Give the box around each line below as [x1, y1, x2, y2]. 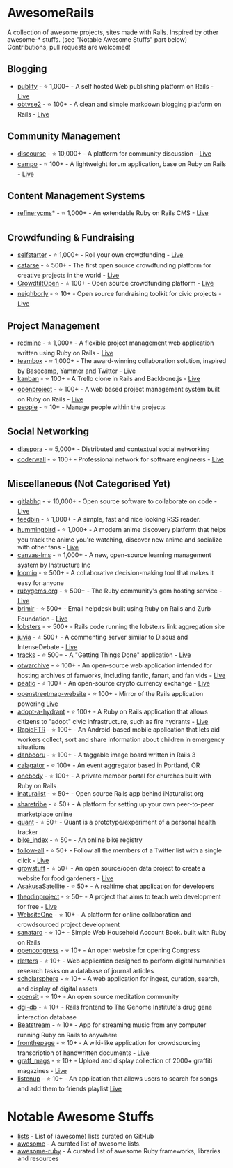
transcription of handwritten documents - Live [17, 1049, 150, 1057]
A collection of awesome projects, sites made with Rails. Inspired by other [7, 28, 219, 36]
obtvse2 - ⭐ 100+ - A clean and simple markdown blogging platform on [17, 100, 222, 108]
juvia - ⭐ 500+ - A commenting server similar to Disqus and [17, 633, 188, 641]
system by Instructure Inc [17, 561, 90, 569]
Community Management [7, 131, 120, 142]
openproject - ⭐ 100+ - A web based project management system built [17, 385, 220, 393]
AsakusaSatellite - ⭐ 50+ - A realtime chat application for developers [17, 882, 215, 890]
